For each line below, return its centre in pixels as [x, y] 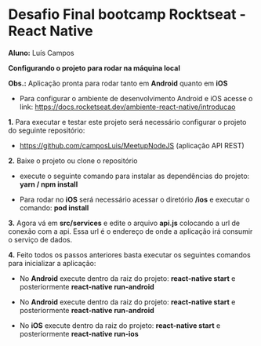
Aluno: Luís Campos [41, 53]
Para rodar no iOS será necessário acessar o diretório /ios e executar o [134, 199]
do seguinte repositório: [47, 130]
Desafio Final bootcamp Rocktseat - [127, 15]
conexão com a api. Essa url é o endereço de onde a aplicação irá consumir [130, 231]
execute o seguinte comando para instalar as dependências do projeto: [134, 176]
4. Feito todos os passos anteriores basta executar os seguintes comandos [129, 255]
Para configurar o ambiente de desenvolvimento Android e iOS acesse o [136, 98]
